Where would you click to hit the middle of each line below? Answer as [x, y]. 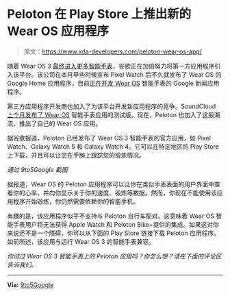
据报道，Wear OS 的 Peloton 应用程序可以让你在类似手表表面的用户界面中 [111, 184]
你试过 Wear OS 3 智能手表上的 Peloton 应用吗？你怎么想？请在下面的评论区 [114, 256]
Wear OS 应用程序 [58, 31]
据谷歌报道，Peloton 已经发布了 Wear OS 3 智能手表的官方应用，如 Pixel [109, 138]
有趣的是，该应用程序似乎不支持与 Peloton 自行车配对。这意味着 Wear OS [111, 216]
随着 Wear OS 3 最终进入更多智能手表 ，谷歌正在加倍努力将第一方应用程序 [111, 66]
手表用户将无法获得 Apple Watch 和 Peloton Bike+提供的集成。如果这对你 [116, 224]
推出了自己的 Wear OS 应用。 [60, 123]
